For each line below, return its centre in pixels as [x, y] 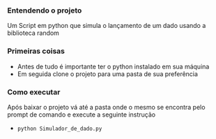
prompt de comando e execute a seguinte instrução [81, 115]
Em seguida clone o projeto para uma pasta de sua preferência [108, 74]
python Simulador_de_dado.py [60, 129]
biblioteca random [33, 33]
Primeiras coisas [36, 51]
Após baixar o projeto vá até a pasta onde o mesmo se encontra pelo [106, 107]
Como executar [34, 92]
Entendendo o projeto [45, 10]
